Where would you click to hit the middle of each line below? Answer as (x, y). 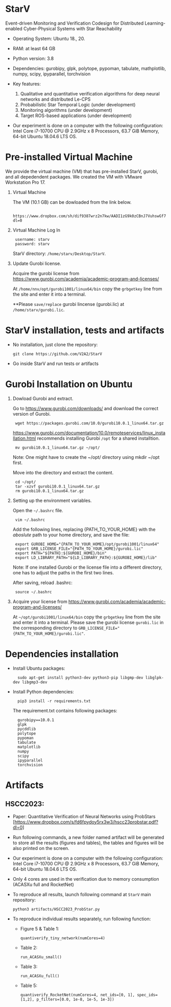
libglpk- (155, 677)
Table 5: (29, 985)
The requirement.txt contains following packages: (65, 710)
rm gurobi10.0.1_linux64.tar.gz (50, 491)
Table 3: (29, 966)
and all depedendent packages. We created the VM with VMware (74, 177)
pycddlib (27, 729)
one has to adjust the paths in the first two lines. (63, 572)
